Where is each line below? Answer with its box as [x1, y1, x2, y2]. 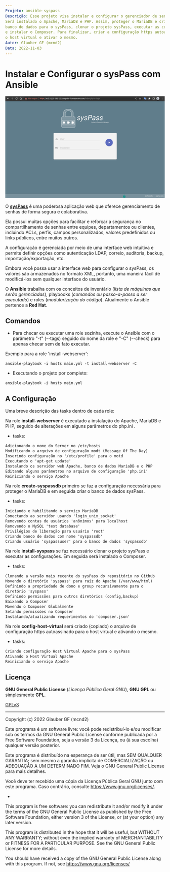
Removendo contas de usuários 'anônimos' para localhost [5, 519, 128, 524]
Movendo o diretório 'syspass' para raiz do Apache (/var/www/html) [5, 579, 153, 584]
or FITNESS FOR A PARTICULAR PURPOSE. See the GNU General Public [5, 840, 156, 846]
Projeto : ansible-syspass [5, 8, 60, 13]
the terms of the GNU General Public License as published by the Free [5, 808, 152, 815]
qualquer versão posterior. [5, 742, 61, 749]
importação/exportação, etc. [5, 255, 65, 261]
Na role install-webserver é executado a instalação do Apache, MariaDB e [5, 418, 161, 424]
